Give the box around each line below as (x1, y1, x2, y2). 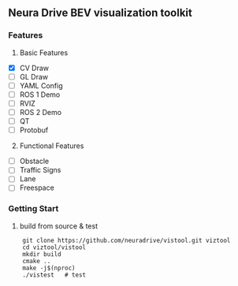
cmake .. (22, 257, 51, 265)
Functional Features (19, 141, 84, 150)
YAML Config (19, 80, 63, 90)
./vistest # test (22, 271, 87, 279)
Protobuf (19, 125, 49, 135)
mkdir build (22, 250, 61, 258)
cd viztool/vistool (22, 243, 87, 251)
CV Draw (19, 63, 50, 72)
